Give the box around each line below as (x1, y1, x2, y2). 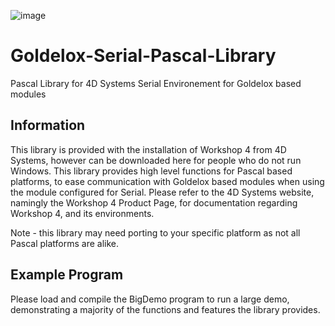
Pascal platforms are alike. (10, 237, 120, 249)
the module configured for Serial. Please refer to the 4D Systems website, (10, 186, 315, 198)
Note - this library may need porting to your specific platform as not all (10, 226, 301, 239)
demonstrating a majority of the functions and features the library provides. (10, 303, 321, 315)
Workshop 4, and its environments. (10, 207, 155, 219)
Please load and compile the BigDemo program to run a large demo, (10, 293, 290, 305)
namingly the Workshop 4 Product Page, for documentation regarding (10, 196, 298, 209)
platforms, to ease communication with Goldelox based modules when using (10, 175, 325, 187)
